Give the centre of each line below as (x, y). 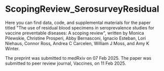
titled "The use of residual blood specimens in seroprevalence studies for (80, 27)
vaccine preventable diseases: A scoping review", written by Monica (75, 33)
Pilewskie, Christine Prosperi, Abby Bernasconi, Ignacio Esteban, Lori (76, 38)
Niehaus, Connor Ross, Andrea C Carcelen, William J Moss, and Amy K (77, 43)
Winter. (12, 48)
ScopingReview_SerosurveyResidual (82, 9)
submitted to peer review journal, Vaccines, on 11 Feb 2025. (66, 63)
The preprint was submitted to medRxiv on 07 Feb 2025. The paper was (78, 58)
